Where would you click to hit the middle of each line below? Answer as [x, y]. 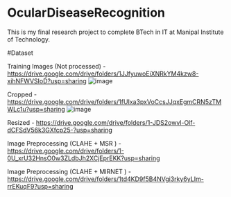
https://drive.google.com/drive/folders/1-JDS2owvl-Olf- [115, 122]
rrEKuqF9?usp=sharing [40, 186]
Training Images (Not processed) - [57, 66]
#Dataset [20, 53]
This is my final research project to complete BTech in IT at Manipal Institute [115, 32]
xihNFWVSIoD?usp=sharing [47, 80]
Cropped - [22, 94]
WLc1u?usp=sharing [36, 109]
